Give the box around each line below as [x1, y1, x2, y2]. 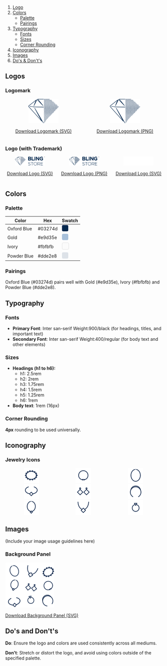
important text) [12, 331, 44, 337]
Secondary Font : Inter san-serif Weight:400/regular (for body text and [12, 336, 158, 342]
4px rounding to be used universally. [5, 427, 81, 433]
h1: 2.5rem [20, 371, 42, 377]
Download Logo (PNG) [61, 171, 108, 177]
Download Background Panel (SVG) [5, 612, 79, 618]
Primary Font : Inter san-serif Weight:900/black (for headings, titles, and [12, 326, 161, 332]
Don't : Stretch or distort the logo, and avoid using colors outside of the [5, 650, 151, 656]
